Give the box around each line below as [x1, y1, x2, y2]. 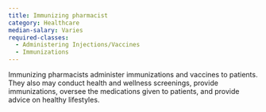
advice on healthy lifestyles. [8, 95, 100, 104]
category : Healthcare [8, 19, 80, 27]
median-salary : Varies [8, 26, 83, 34]
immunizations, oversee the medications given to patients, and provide [8, 87, 240, 95]
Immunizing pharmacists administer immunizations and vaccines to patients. [8, 70, 258, 79]
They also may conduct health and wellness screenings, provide [8, 78, 218, 88]
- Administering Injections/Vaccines [15, 41, 141, 49]
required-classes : [8, 33, 69, 42]
